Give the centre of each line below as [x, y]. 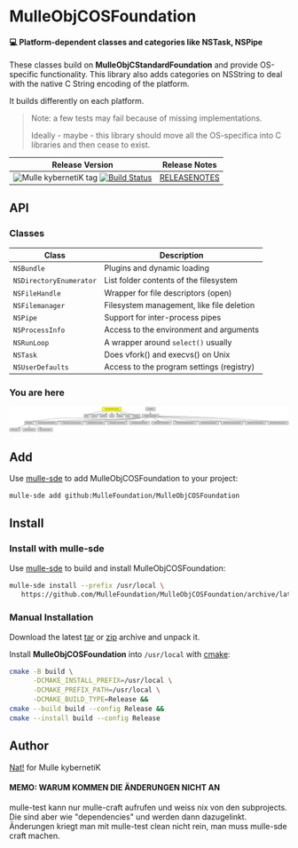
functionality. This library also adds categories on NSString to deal [161, 75]
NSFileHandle [37, 293]
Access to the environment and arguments [182, 329]
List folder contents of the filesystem [171, 281]
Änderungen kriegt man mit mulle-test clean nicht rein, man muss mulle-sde [148, 826]
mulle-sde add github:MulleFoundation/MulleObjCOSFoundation [125, 495]
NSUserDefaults [41, 368]
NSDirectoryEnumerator [55, 281]
